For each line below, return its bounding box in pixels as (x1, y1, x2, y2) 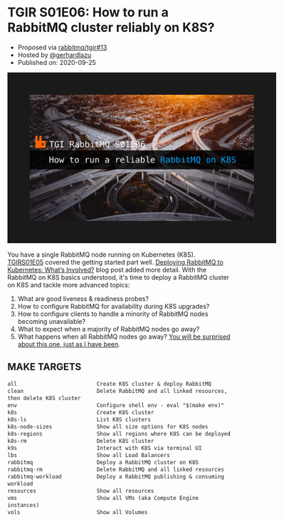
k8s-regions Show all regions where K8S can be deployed (7, 431, 231, 438)
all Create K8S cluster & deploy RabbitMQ (7, 381, 212, 388)
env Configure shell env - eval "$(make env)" (7, 402, 224, 409)
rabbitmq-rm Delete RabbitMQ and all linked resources (7, 466, 224, 474)
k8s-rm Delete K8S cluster (7, 438, 154, 445)
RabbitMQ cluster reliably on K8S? (7, 19, 215, 36)
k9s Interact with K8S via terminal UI (7, 445, 202, 452)
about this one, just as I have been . (17, 340, 121, 349)
